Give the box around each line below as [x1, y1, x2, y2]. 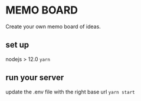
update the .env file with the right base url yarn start [5, 88, 135, 95]
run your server [5, 73, 64, 83]
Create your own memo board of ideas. [5, 23, 101, 30]
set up [5, 40, 29, 50]
